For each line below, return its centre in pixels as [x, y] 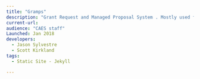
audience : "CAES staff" [36, 28]
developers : [21, 39]
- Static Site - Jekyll [41, 61]
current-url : [22, 23]
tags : [13, 56]
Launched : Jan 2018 [30, 34]
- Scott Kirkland [33, 50]
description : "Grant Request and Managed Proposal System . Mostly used [98, 17]
